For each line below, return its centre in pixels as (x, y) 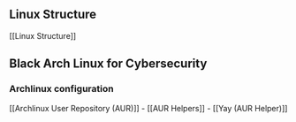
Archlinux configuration (61, 89)
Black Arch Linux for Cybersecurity (108, 64)
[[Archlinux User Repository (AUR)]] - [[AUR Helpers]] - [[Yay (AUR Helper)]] (148, 108)
